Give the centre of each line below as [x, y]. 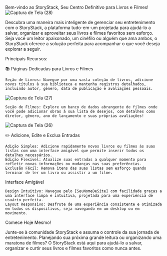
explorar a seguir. [23, 49]
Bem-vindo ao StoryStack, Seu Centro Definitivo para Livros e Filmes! [77, 7]
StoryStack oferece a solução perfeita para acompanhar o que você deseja [82, 44]
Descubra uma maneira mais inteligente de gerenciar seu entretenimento [80, 22]
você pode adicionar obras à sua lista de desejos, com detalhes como [80, 111]
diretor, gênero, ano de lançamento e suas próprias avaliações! [74, 116]
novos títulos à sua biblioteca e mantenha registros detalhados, [76, 84]
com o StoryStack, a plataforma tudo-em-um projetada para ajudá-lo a [78, 28]
